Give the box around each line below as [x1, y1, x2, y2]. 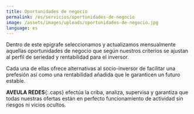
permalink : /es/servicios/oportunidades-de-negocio [6, 14, 135, 20]
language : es [6, 25, 38, 31]
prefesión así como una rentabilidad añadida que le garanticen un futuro [6, 71, 181, 78]
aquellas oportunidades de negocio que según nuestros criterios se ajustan [6, 48, 189, 55]
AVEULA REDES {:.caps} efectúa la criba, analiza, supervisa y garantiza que [6, 89, 189, 96]
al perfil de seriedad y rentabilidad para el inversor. [6, 53, 129, 61]
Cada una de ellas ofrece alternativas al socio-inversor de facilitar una [6, 65, 176, 72]
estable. [6, 78, 26, 85]
